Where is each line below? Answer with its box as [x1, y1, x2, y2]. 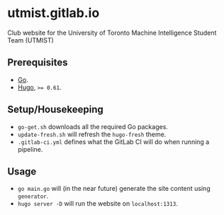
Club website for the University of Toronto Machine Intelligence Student [7, 28, 217, 37]
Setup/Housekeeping [7, 104, 104, 116]
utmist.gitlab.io [7, 5, 100, 21]
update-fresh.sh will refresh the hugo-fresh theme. [17, 130, 167, 138]
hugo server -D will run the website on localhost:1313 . [17, 199, 179, 208]
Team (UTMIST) [7, 35, 55, 44]
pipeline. [17, 145, 43, 153]
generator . [17, 192, 49, 200]
